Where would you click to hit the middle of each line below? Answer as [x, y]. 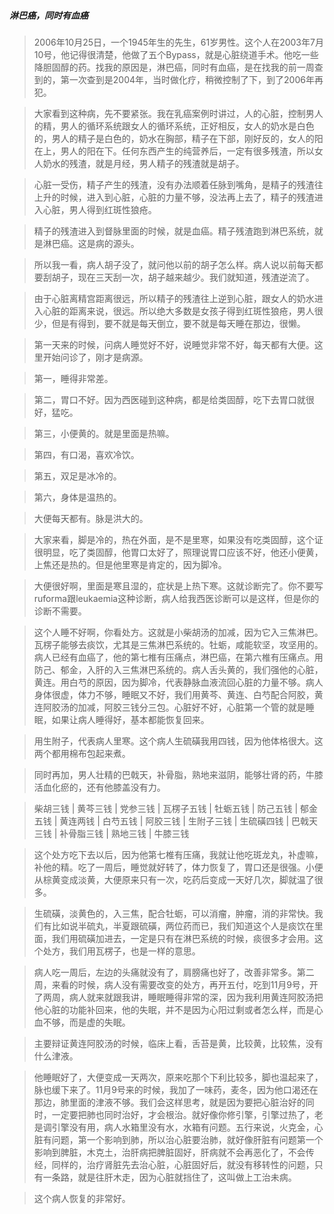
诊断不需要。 [60, 611]
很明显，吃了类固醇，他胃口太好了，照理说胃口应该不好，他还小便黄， [178, 552]
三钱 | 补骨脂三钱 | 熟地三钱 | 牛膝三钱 [111, 833]
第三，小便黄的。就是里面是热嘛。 [104, 433]
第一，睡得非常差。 [73, 378]
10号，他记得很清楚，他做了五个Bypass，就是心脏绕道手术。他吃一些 [176, 54]
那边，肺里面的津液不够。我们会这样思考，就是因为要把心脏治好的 [169, 1102]
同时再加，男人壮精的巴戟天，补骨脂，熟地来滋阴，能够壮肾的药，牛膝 [178, 774]
